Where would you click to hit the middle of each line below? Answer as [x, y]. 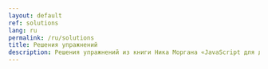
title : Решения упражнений [53, 45]
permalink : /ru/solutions [51, 38]
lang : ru [23, 30]
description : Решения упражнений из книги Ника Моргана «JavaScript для [132, 52]
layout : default [35, 15]
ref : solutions [33, 23]
